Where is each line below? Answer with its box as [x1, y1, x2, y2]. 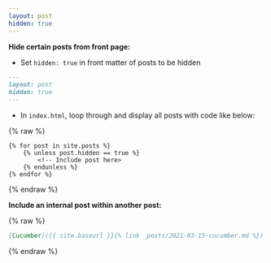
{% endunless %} [23, 163, 79, 171]
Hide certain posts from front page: [8, 41, 131, 51]
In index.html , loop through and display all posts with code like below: [20, 110, 256, 120]
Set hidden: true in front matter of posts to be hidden [20, 58, 201, 67]
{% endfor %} [8, 170, 53, 179]
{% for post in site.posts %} [8, 142, 111, 150]
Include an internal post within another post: [8, 200, 162, 209]
